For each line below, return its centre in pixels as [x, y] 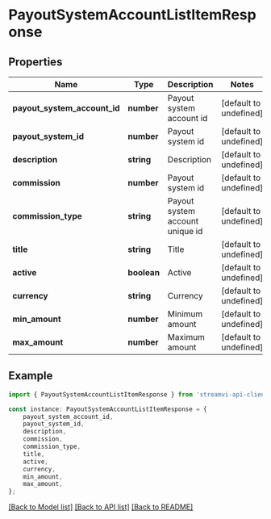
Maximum [186, 337]
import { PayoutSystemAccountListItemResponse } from [101, 394]
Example [31, 376]
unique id [185, 231]
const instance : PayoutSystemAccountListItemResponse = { [108, 409]
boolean [144, 272]
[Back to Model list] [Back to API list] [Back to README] [101, 507]
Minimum [185, 314]
